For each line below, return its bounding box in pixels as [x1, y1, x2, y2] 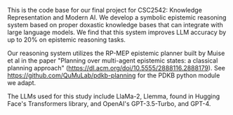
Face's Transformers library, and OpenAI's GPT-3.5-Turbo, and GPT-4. [7, 100, 211, 107]
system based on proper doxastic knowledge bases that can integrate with [7, 21, 223, 29]
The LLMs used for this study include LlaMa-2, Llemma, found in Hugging [7, 92, 220, 100]
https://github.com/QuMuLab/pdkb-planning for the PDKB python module [7, 71, 220, 79]
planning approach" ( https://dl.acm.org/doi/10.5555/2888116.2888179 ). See [7, 64, 226, 72]
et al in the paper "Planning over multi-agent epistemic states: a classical [7, 56, 218, 65]
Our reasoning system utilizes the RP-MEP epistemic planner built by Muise [7, 49, 225, 57]
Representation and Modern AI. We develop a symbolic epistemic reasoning [7, 13, 227, 22]
